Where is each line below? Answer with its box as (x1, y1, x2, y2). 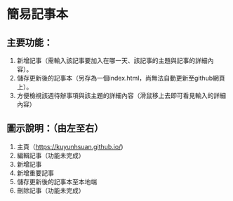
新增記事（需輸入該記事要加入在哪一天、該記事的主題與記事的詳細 (16, 57, 208, 64)
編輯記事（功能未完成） (16, 151, 85, 160)
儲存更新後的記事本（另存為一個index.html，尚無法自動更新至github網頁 (16, 74, 225, 82)
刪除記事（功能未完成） (16, 186, 85, 195)
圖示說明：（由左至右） (6, 123, 104, 134)
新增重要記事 (16, 169, 54, 177)
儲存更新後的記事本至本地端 (16, 177, 98, 186)
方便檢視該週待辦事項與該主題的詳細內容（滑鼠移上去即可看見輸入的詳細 (16, 92, 226, 99)
